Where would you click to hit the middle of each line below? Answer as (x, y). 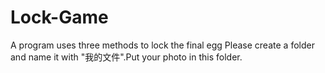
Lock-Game (59, 17)
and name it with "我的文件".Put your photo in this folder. (126, 57)
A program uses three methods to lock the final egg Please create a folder (162, 45)
